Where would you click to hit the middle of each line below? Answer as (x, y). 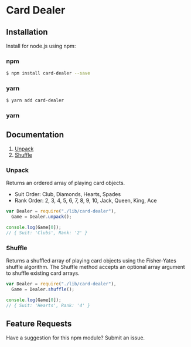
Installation (27, 32)
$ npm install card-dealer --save (48, 73)
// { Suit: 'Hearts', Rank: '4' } (48, 305)
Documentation (35, 135)
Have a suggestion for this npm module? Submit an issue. (76, 338)
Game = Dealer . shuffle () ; (43, 289)
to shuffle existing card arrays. (43, 273)
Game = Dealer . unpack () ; (42, 217)
